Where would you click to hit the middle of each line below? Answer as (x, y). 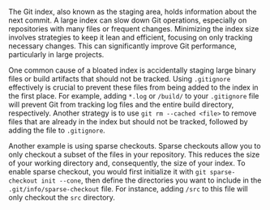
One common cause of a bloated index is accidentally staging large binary (133, 70)
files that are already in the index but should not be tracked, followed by (129, 122)
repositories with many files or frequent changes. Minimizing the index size (134, 29)
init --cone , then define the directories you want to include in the (151, 180)
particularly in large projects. (56, 55)
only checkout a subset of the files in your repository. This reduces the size (134, 154)
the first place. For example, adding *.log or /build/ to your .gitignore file (134, 96)
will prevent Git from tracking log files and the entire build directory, (121, 105)
